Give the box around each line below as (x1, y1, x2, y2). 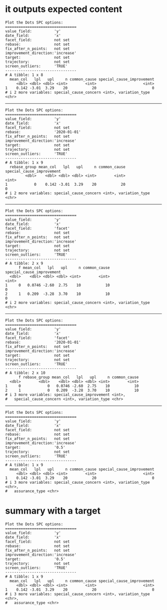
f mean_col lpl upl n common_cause (18, 265, 110, 270)
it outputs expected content (5, 3, 123, 15)
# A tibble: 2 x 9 (5, 261, 43, 266)
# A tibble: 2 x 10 (5, 370, 46, 375)
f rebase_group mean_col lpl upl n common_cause (18, 374, 139, 380)
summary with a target (5, 505, 101, 517)
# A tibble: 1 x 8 (5, 72, 43, 77)
